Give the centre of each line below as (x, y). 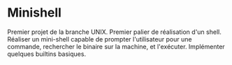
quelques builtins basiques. (46, 54)
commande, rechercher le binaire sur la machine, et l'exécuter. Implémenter (116, 46)
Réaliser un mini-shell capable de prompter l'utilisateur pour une (100, 39)
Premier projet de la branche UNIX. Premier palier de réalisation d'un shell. (114, 32)
